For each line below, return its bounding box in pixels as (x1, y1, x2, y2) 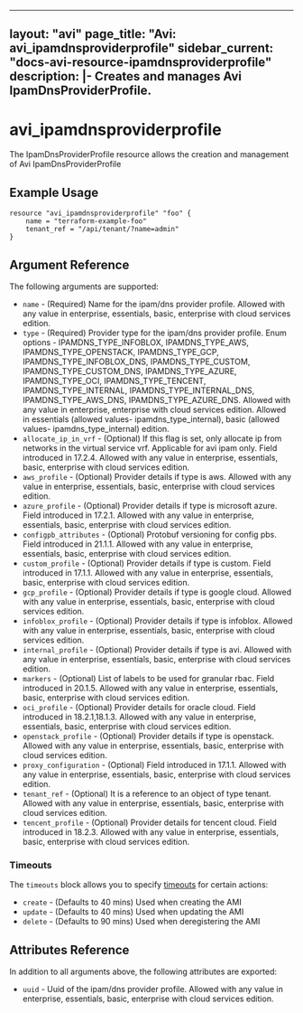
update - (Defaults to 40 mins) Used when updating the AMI (22, 906, 244, 917)
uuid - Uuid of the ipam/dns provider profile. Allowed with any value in (22, 984, 284, 995)
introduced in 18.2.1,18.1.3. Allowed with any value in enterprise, (22, 711, 257, 722)
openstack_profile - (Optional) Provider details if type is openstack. (22, 730, 275, 741)
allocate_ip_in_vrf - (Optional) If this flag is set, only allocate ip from (22, 433, 282, 444)
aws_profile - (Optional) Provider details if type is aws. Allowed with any (22, 471, 292, 482)
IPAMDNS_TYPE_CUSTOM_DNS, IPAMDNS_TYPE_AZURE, (22, 365, 237, 376)
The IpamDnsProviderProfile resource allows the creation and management (9, 149, 289, 160)
